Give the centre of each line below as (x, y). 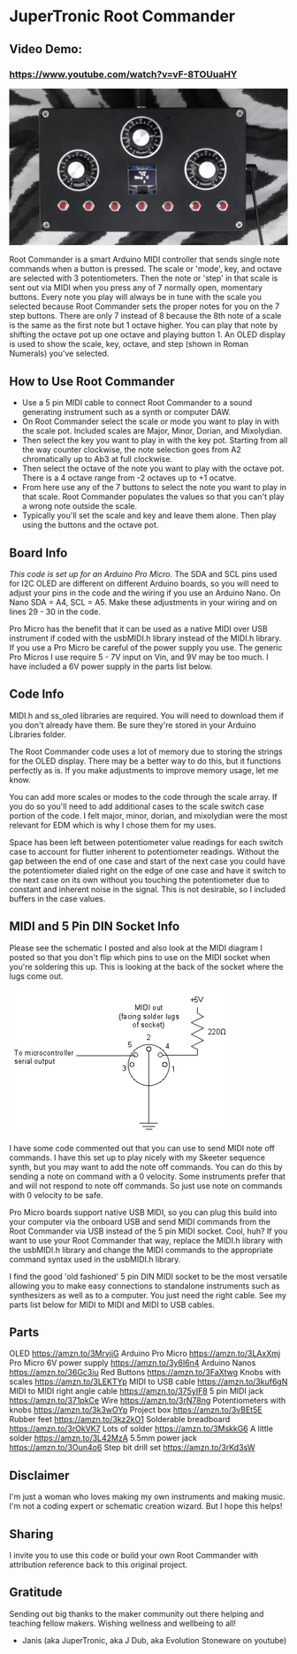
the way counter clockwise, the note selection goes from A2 (131, 450)
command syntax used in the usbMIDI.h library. (95, 1259)
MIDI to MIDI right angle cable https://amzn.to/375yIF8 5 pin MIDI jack (137, 1391)
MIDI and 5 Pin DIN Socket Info (95, 927)
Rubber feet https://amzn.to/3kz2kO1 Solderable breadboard (120, 1419)
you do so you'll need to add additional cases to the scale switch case (137, 806)
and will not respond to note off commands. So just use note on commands (146, 1185)
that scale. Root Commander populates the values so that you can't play (153, 496)
